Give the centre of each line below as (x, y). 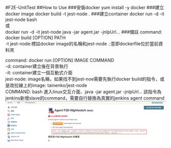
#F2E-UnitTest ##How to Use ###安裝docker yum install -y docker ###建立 (85, 7)
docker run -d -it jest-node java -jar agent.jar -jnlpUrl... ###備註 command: (84, 32)
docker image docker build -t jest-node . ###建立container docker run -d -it (85, 14)
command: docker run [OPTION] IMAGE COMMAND (60, 60)
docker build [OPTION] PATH (36, 38)
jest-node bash (21, 20)
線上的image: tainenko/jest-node (53, 85)
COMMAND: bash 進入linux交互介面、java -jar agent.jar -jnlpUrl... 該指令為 (83, 92)
